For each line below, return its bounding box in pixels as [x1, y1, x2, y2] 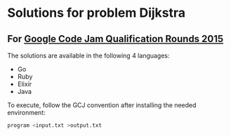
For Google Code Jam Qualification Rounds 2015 [7, 33, 224, 45]
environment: [7, 109, 46, 116]
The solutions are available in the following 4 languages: [7, 51, 170, 60]
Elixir [17, 80, 32, 88]
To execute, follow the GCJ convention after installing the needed [7, 101, 197, 109]
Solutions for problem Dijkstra [7, 5, 186, 21]
